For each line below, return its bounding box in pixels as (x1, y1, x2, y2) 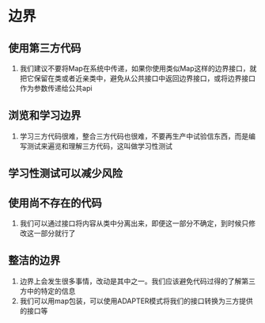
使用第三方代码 (8, 41, 81, 55)
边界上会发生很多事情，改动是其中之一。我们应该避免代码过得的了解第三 (19, 276, 256, 286)
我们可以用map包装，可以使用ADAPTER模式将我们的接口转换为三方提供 (19, 296, 253, 306)
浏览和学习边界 (8, 108, 81, 123)
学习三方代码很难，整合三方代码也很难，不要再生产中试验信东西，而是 (19, 131, 249, 141)
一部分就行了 (33, 229, 76, 238)
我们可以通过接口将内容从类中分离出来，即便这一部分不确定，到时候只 (19, 218, 249, 228)
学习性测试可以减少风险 (8, 167, 123, 180)
